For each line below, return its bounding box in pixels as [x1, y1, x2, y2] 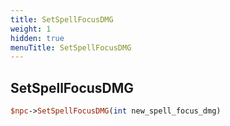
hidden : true [10, 33, 65, 43]
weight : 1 [10, 24, 52, 34]
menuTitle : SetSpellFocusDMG [10, 42, 132, 53]
